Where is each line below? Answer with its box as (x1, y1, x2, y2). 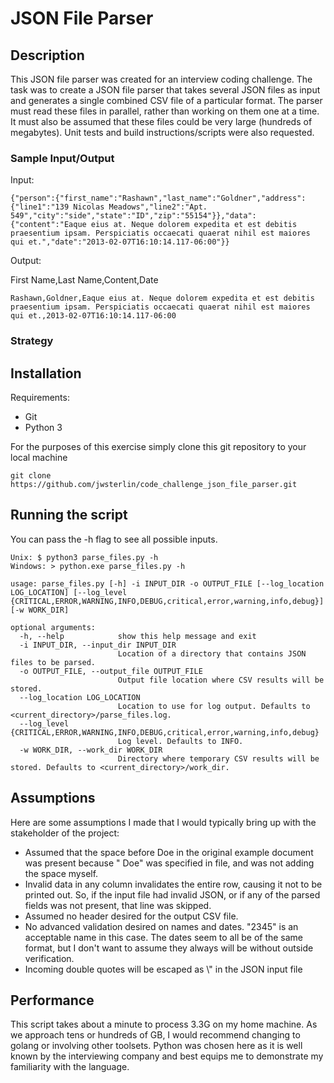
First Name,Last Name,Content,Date (10, 274, 159, 286)
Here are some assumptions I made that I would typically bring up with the (10, 816, 317, 828)
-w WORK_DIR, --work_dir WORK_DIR (19, 745, 163, 755)
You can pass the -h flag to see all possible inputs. (10, 533, 218, 545)
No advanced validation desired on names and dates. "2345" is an (24, 920, 299, 932)
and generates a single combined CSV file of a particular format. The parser (10, 95, 323, 106)
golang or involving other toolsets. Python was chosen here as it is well (10, 1040, 303, 1052)
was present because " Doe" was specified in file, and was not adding (24, 857, 315, 869)
